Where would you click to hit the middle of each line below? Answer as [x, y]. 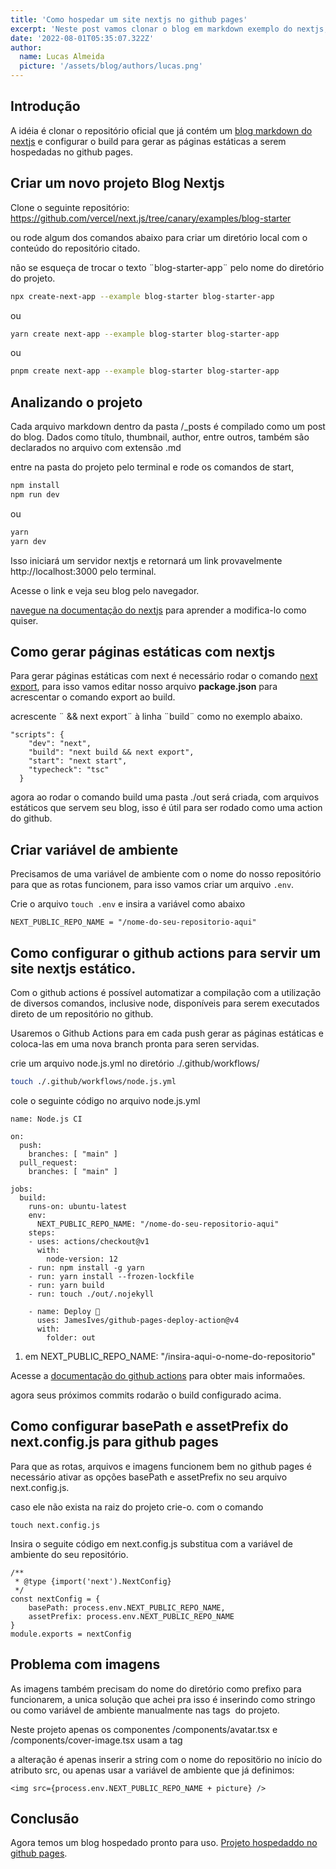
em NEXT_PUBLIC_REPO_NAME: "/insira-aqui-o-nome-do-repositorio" [170, 1356]
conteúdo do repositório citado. [75, 248]
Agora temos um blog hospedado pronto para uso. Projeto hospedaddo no [164, 1843]
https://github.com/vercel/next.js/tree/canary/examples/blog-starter [151, 218]
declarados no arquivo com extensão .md [96, 448]
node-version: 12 [82, 1259]
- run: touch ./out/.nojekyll [91, 1294]
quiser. [24, 620]
